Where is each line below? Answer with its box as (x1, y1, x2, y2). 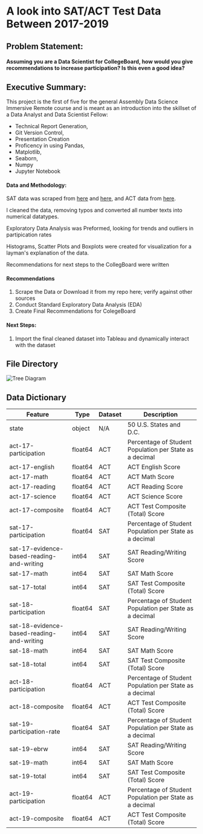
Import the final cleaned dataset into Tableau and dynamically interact (14, 334, 189, 342)
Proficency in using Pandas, (14, 142, 85, 149)
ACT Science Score (127, 492, 183, 501)
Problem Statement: (6, 41, 83, 51)
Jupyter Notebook (14, 168, 60, 175)
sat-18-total (9, 660, 47, 669)
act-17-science (9, 492, 56, 501)
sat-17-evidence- (9, 544, 64, 553)
